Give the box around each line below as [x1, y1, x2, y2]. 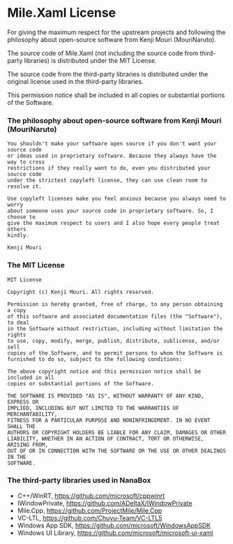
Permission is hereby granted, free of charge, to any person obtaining [7, 300, 223, 308]
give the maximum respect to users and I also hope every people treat [7, 220, 220, 227]
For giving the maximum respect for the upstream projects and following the [7, 28, 226, 36]
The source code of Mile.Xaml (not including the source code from [7, 49, 199, 57]
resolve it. [7, 183, 42, 190]
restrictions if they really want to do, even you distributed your [7, 165, 211, 172]
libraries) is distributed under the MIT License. [24, 56, 157, 64]
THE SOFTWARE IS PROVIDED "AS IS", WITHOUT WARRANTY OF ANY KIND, [7, 392, 204, 399]
